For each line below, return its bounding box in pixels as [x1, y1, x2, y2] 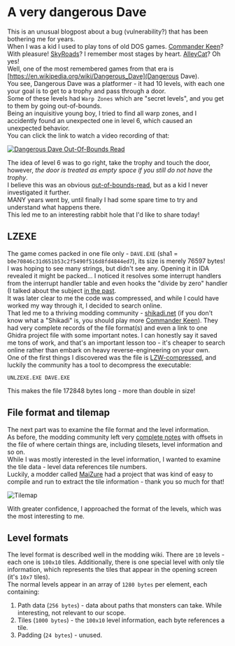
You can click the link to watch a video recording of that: [7, 131, 170, 140]
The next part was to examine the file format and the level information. [7, 425, 210, 433]
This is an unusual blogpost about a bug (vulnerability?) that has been [7, 27, 208, 36]
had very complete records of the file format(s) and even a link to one [7, 323, 208, 332]
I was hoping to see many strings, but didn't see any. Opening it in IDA [7, 264, 210, 273]
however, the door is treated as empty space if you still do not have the [7, 166, 213, 174]
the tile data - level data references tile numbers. [7, 462, 148, 471]
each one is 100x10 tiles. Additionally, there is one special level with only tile [7, 558, 225, 566]
